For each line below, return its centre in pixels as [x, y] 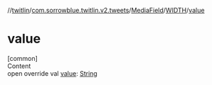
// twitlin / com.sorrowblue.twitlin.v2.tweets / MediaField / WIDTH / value [106, 10]
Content [19, 66]
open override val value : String [52, 73]
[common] [22, 58]
